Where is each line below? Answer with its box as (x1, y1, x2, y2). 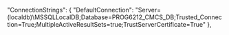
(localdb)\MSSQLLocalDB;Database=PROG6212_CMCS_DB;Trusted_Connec (7, 13, 222, 21)
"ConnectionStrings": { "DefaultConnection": (7, 6, 134, 14)
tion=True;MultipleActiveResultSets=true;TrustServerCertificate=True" (7, 21, 206, 28)
